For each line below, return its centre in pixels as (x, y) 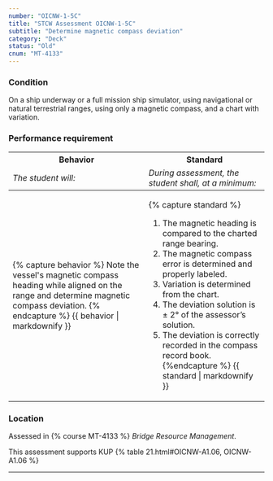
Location (26, 418)
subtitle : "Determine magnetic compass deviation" (96, 31)
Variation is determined (206, 284)
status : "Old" (32, 46)
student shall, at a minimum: (202, 182)
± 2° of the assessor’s (204, 314)
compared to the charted (210, 233)
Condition (28, 82)
